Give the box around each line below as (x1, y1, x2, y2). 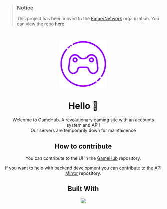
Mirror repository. (65, 170, 102, 176)
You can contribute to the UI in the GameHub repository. (25, 155, 141, 161)
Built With (67, 185, 99, 193)
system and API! (66, 122, 100, 128)
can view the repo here (16, 21, 65, 27)
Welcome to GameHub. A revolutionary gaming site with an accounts (12, 117, 154, 123)
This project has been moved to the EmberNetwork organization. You (16, 16, 159, 22)
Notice (16, 4, 34, 11)
